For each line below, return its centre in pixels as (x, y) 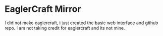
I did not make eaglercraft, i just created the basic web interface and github (81, 23)
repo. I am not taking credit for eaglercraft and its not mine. (65, 28)
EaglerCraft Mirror (43, 9)
